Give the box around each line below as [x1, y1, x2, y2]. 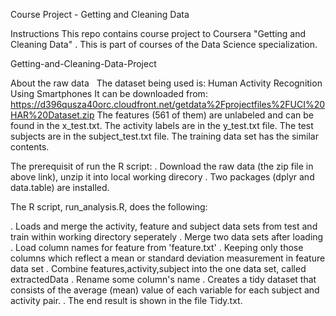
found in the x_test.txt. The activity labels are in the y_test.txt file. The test [10, 120, 314, 131]
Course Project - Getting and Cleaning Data [10, 9, 190, 20]
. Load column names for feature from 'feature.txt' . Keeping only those [10, 242, 304, 253]
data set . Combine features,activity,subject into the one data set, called [10, 263, 307, 274]
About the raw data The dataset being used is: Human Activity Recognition [10, 77, 323, 89]
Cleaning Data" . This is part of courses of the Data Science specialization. [10, 39, 318, 50]
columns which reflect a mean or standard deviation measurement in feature [10, 252, 326, 264]
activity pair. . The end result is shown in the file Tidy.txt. [10, 295, 243, 306]
